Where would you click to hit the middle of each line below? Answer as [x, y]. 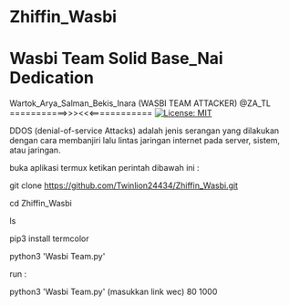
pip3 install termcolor [49, 238]
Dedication [52, 78]
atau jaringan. [35, 150]
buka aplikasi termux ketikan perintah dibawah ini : [104, 168]
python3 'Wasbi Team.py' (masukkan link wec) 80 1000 [114, 292]
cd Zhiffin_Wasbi [41, 204]
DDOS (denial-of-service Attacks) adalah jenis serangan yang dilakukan [144, 131]
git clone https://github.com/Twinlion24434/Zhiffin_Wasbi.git [124, 185]
